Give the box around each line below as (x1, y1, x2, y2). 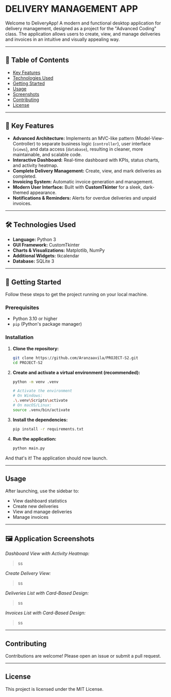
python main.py (12, 445, 45, 451)
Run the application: (12, 436, 57, 442)
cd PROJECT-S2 (12, 360, 43, 365)
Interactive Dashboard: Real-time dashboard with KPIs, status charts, (12, 157, 160, 163)
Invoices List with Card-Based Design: (5, 610, 85, 616)
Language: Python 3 (12, 236, 56, 243)
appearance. (30, 189, 57, 196)
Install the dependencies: (12, 417, 68, 423)
